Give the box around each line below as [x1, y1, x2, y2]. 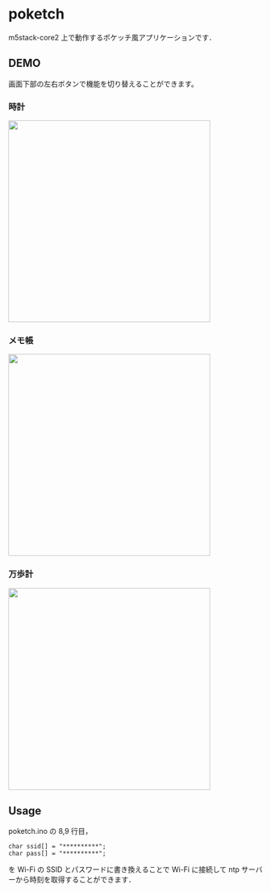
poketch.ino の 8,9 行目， [8, 827, 93, 836]
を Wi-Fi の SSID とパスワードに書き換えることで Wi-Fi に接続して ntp [8, 865, 240, 874]
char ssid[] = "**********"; [8, 843, 106, 851]
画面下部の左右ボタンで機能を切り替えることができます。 [8, 78, 199, 89]
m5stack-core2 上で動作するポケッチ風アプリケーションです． [8, 32, 216, 42]
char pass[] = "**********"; [8, 849, 106, 858]
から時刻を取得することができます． [15, 875, 135, 885]
